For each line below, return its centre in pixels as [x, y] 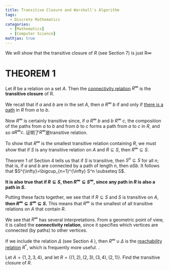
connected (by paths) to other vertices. [46, 230]
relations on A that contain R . [36, 209]
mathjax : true [20, 39]
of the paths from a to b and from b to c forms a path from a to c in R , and [83, 126]
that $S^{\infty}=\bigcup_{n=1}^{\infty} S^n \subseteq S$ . [65, 171]
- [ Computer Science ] [33, 34]
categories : [18, 24]
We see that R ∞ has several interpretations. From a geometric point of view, [84, 219]
